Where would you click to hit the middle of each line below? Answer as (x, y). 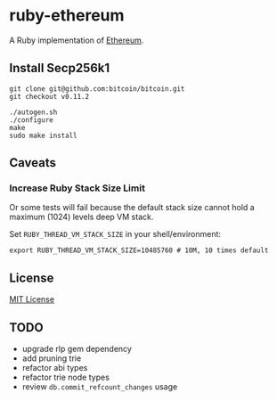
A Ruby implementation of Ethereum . (77, 40)
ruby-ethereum (67, 16)
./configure (31, 120)
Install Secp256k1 (60, 68)
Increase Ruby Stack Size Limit (77, 188)
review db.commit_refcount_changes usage (100, 387)
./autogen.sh (33, 112)
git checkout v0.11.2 (49, 96)
